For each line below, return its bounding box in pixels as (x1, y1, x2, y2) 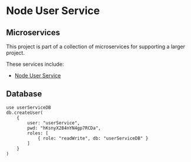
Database (6, 89, 42, 99)
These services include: (6, 60, 64, 67)
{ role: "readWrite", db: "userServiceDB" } (37, 135, 149, 141)
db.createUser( (6, 110, 43, 116)
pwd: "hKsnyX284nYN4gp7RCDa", (27, 125, 101, 131)
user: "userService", (27, 120, 81, 126)
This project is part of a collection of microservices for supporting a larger (6, 43, 185, 50)
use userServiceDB (6, 104, 51, 110)
